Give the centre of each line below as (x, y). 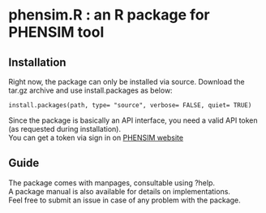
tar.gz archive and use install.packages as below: (90, 90)
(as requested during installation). (65, 129)
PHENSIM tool (56, 32)
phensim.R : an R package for (109, 15)
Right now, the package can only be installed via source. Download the (127, 82)
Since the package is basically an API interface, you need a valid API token (133, 120)
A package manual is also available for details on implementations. (120, 191)
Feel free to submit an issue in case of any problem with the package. (124, 200)
